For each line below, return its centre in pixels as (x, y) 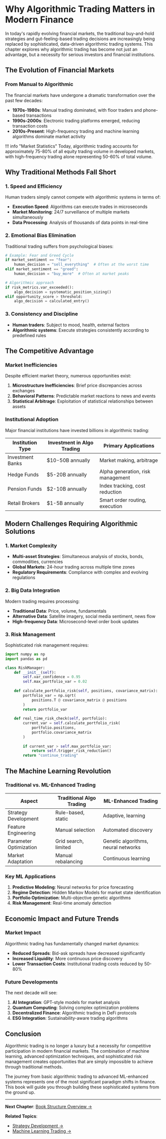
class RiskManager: (25, 668)
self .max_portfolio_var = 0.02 (55, 682)
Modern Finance (40, 20)
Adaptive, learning (124, 815)
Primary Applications (129, 445)
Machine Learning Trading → (42, 1131)
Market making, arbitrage (129, 460)
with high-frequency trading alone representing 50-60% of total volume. (79, 156)
